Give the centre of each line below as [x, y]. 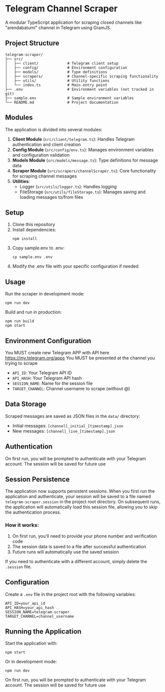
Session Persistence [38, 480]
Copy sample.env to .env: [38, 248]
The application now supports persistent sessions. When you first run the [80, 491]
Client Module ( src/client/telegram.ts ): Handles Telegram [73, 139]
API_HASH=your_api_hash [30, 608]
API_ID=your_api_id [25, 603]
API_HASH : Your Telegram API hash [47, 378]
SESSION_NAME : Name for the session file [53, 383]
